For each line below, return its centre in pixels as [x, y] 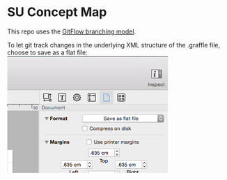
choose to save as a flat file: [48, 52]
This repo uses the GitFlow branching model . [72, 31]
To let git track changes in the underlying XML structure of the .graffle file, [114, 45]
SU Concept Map [57, 12]
